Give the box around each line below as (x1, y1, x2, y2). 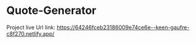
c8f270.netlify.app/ (6, 30, 55, 37)
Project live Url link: (6, 24, 55, 31)
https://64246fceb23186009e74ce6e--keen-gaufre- (56, 24, 190, 31)
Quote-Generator (6, 4, 96, 18)
